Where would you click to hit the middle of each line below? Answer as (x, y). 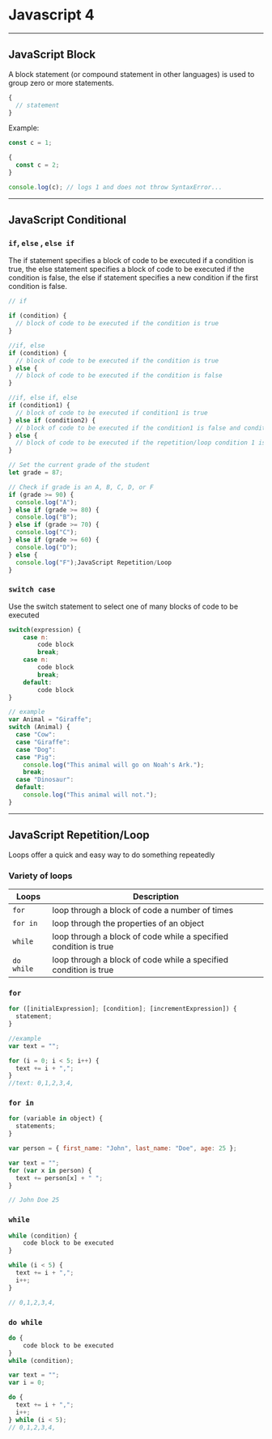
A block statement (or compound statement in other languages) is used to (132, 74)
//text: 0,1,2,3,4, (41, 1083)
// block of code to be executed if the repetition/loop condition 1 (135, 443)
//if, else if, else (43, 398)
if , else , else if (42, 243)
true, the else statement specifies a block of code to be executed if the (126, 270)
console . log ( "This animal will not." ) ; (90, 795)
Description (156, 896)
